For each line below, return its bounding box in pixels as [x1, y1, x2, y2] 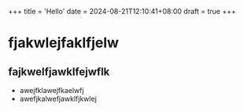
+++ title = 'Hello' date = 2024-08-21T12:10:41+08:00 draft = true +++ [8, 7, 236, 16]
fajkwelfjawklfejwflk [8, 65, 110, 78]
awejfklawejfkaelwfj [19, 86, 84, 95]
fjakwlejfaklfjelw [8, 34, 120, 52]
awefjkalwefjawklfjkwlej [19, 94, 97, 103]
